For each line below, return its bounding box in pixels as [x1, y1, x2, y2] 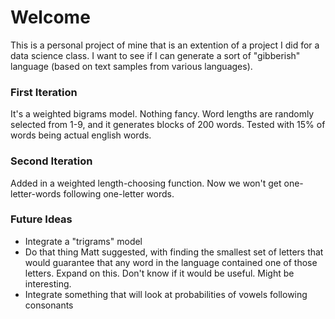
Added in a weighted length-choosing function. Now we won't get [10, 177, 282, 189]
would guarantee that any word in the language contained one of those [24, 256, 318, 268]
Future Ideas [10, 212, 73, 226]
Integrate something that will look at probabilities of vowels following [24, 288, 308, 300]
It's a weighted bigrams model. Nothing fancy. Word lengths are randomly [10, 108, 315, 120]
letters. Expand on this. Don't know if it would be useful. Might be [24, 267, 295, 279]
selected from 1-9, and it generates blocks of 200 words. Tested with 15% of [10, 119, 326, 131]
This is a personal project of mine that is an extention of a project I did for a [10, 39, 320, 51]
